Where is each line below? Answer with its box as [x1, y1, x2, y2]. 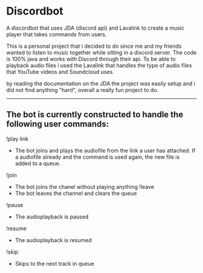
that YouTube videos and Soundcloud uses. [6, 68, 115, 75]
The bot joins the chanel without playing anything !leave [14, 183, 155, 190]
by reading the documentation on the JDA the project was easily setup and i [6, 80, 195, 87]
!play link [6, 135, 29, 142]
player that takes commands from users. [6, 30, 107, 38]
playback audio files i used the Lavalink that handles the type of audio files [6, 62, 192, 69]
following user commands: [6, 119, 109, 130]
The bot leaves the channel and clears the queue [14, 189, 137, 197]
